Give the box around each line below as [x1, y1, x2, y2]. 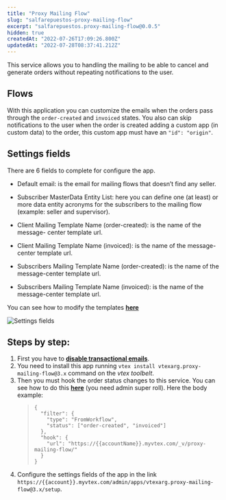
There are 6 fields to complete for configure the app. [7, 166, 155, 174]
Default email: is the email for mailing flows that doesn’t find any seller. [16, 179, 217, 187]
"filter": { [40, 410, 75, 418]
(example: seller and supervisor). [16, 207, 111, 216]
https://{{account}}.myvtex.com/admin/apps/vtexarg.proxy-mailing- [16, 479, 214, 486]
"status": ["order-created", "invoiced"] [47, 422, 166, 429]
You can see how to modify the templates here [7, 303, 139, 311]
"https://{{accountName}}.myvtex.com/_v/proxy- [68, 440, 207, 447]
